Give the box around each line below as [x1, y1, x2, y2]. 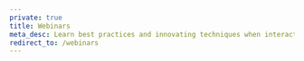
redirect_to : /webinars [9, 38, 100, 48]
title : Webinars [9, 22, 71, 30]
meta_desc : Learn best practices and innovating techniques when [9, 30, 261, 39]
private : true [9, 13, 63, 22]
